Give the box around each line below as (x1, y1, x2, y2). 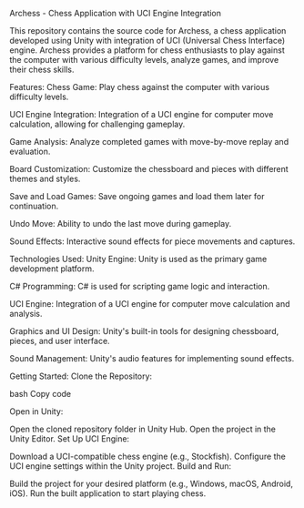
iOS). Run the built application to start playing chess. (9, 488, 207, 499)
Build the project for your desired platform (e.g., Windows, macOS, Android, (9, 478, 294, 489)
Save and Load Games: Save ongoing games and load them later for (9, 191, 265, 201)
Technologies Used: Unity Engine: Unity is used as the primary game (9, 254, 268, 264)
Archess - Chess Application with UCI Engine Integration (9, 8, 221, 18)
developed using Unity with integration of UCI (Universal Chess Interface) (9, 36, 286, 46)
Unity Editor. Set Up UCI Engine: (9, 433, 130, 444)
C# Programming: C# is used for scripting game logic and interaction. (9, 281, 270, 291)
